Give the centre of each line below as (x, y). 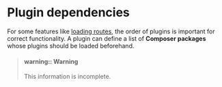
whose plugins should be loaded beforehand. (71, 46)
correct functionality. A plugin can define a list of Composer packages (107, 38)
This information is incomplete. (67, 77)
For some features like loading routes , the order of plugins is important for (111, 31)
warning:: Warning (51, 61)
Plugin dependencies (68, 13)
